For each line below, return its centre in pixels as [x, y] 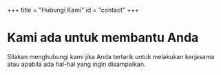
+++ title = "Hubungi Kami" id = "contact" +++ [73, 10]
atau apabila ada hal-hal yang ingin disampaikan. [76, 64]
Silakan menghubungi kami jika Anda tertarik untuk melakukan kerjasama [111, 56]
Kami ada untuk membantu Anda [103, 38]
